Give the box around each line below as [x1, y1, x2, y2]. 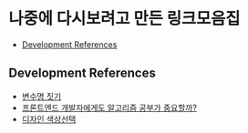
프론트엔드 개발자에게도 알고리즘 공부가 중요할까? [21, 102, 198, 113]
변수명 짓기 [21, 90, 62, 101]
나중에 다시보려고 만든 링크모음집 [8, 8, 241, 29]
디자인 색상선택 [21, 113, 77, 124]
